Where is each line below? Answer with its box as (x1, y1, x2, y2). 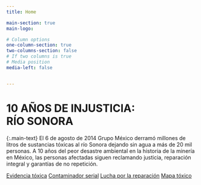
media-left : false (6, 64, 53, 70)
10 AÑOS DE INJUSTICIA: (6, 101, 135, 115)
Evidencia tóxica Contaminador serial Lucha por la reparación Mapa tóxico (6, 172, 192, 179)
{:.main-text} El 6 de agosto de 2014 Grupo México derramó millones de (6, 134, 186, 141)
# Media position (6, 59, 50, 65)
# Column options (6, 36, 50, 42)
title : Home (6, 8, 36, 15)
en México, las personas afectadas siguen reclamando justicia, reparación (6, 153, 192, 161)
